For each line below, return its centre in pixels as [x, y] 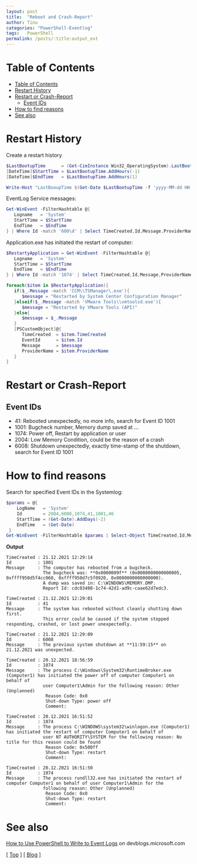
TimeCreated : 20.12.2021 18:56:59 [50, 660]
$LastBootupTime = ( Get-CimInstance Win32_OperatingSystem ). [89, 166]
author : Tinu [22, 22]
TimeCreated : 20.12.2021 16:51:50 [50, 768]
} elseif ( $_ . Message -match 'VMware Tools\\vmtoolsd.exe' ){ [87, 302]
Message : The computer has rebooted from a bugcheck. [80, 568]
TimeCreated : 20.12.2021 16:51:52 [50, 717]
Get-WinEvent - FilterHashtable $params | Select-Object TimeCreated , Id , [97, 536]
